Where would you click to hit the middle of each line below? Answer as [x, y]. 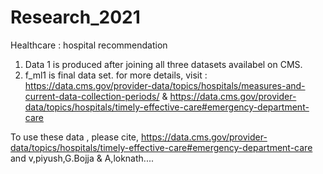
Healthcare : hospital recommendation [89, 45]
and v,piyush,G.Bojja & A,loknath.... [82, 158]
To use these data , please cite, [75, 137]
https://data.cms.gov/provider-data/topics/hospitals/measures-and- [165, 85]
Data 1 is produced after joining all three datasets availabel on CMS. [163, 64]
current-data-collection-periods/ [92, 96]
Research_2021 [75, 17]
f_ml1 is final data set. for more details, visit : [116, 75]
